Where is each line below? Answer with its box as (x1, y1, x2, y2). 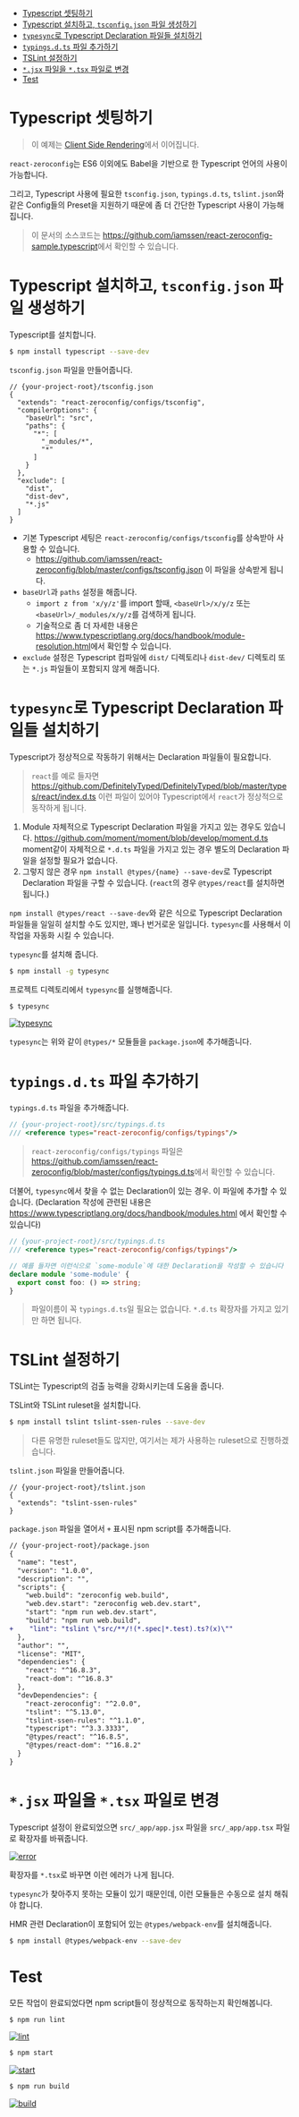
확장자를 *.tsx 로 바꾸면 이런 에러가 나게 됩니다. (9, 1869, 175, 1880)
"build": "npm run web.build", (25, 1616, 142, 1626)
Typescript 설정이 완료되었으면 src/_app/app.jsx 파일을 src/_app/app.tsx (9, 1822, 274, 1832)
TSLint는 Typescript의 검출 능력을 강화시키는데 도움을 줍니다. (9, 1381, 225, 1391)
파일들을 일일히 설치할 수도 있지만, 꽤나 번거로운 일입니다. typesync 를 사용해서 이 (9, 918, 292, 929)
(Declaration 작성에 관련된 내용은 (35, 1197, 152, 1208)
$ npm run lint (9, 2015, 66, 2024)
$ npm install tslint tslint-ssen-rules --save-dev (9, 1417, 205, 1427)
